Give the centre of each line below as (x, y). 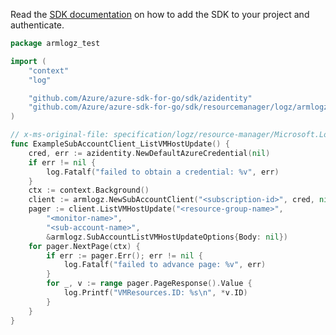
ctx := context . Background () (89, 190)
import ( (28, 61)
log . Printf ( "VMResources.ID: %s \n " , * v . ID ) (155, 293)
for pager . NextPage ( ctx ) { (84, 246)
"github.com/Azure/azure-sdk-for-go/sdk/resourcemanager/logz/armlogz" (180, 107)
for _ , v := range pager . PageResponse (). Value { (149, 284)
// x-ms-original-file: (60, 135)
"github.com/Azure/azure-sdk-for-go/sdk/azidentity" (140, 98)
